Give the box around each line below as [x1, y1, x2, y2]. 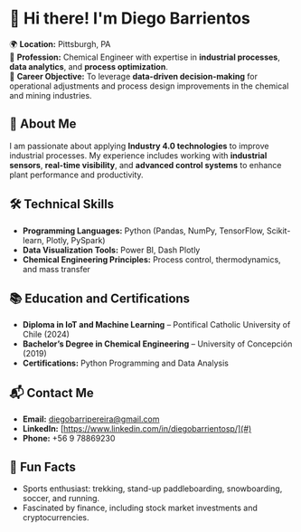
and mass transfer [22, 263, 90, 274]
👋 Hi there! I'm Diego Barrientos [9, 8, 251, 29]
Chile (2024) [22, 329, 71, 340]
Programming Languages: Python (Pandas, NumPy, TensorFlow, [22, 225, 265, 236]
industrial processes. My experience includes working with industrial [9, 149, 268, 161]
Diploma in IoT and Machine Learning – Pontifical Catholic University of [22, 319, 291, 330]
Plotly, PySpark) [46, 234, 106, 245]
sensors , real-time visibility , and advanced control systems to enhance [9, 159, 282, 170]
